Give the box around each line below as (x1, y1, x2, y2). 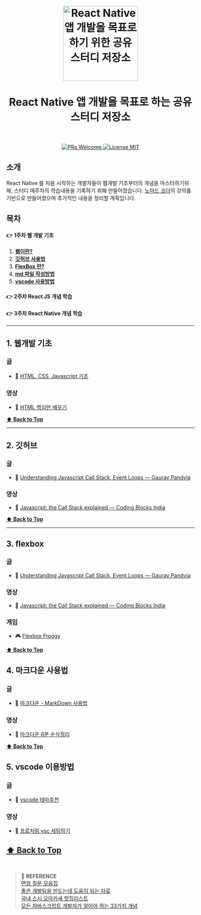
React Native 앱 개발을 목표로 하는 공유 (8, 96, 193, 109)
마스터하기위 (160, 179, 190, 186)
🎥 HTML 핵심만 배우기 (14, 404, 68, 411)
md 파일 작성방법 (14, 270, 55, 278)
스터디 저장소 (70, 111, 131, 124)
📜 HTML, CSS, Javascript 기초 (14, 372, 89, 380)
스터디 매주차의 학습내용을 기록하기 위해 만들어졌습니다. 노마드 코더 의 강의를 (14, 187, 191, 194)
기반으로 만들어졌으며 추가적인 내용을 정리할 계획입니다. (6, 194, 136, 201)
